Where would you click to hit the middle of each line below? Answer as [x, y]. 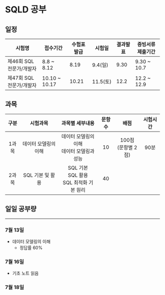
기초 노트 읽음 [25, 273]
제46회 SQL [21, 61]
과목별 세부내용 [78, 123]
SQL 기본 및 [36, 175]
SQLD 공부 [26, 10]
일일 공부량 [21, 209]
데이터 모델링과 [78, 151]
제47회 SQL [21, 78]
